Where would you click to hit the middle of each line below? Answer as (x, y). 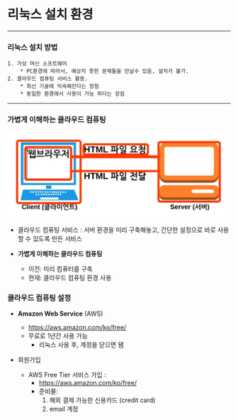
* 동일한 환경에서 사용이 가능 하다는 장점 (73, 94)
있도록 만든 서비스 (58, 238)
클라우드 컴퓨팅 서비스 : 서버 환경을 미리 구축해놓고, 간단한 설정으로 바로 (117, 230)
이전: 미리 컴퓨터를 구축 (61, 269)
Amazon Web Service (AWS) (60, 314)
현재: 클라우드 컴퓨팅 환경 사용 (70, 277)
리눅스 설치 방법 (33, 47)
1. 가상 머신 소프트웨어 (37, 64)
